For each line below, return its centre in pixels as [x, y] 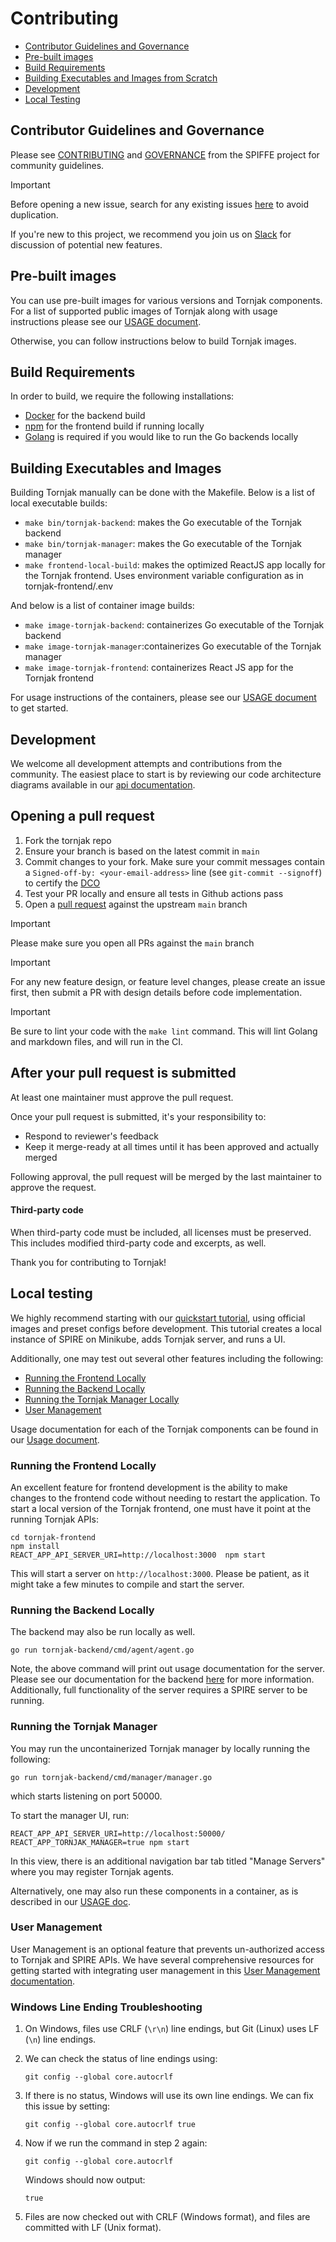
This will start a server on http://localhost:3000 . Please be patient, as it [160, 1573]
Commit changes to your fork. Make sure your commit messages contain [174, 861]
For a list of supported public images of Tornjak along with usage [144, 311]
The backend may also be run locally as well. [103, 1632]
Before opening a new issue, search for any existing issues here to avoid [160, 204]
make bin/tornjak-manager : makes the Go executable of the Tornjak [163, 544]
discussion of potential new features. [86, 244]
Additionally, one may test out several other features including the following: [167, 1358]
